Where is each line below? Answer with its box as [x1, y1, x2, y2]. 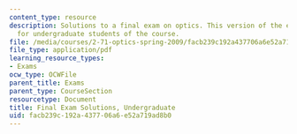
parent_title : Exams [9, 78, 86, 87]
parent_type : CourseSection [9, 86, 113, 95]
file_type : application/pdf [9, 46, 113, 55]
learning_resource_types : [9, 54, 104, 63]
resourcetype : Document [9, 94, 97, 104]
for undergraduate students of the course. [17, 29, 179, 38]
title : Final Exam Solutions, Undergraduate [9, 103, 176, 112]
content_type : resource [9, 12, 97, 22]
